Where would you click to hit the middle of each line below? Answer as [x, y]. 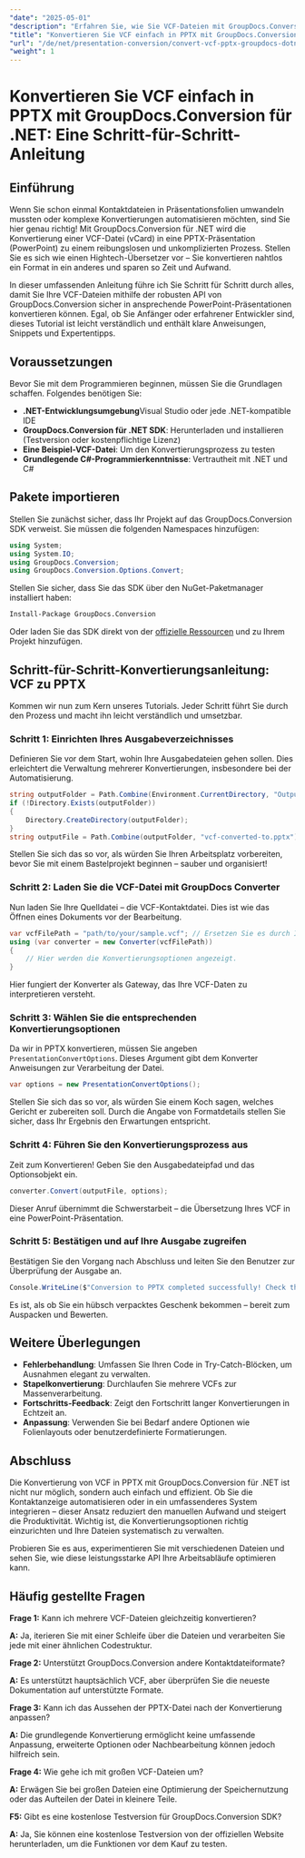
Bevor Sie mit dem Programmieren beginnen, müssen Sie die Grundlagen [146, 383]
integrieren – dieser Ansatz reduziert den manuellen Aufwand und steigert [148, 1511]
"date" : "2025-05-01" [50, 18]
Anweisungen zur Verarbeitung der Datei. [87, 1068]
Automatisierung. [42, 778]
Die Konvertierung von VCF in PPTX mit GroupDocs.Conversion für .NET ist [150, 1483]
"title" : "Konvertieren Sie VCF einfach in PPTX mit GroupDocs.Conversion [154, 34]
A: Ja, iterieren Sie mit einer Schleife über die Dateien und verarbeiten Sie [148, 1636]
